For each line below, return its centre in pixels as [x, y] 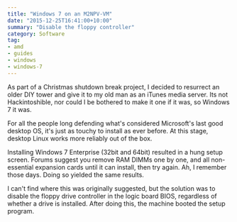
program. [21, 211]
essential [21, 167]
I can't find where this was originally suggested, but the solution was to [111, 188]
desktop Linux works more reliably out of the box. [80, 138]
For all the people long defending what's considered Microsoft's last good [115, 123]
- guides [20, 54]
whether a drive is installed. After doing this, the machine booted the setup [116, 204]
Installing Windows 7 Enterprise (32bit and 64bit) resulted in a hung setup [115, 152]
